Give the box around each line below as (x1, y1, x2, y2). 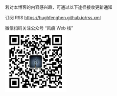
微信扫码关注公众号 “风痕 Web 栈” (5, 25, 73, 31)
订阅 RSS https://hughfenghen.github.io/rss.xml (5, 15, 101, 21)
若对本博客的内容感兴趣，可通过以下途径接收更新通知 (5, 4, 113, 10)
